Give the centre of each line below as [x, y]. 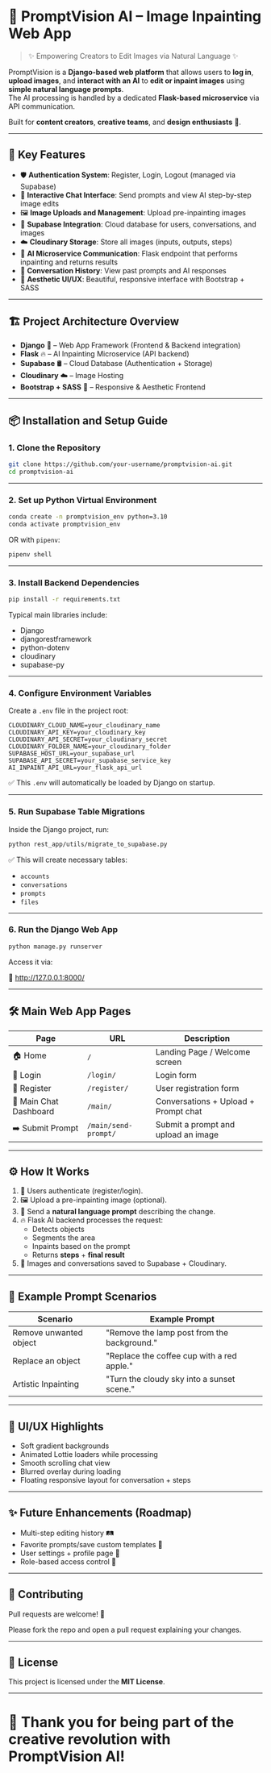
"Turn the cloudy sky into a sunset [171, 1380]
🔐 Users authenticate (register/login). [81, 1191]
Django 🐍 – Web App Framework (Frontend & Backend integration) [130, 345]
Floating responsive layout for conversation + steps [105, 1480]
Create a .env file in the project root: [69, 711]
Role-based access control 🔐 [68, 1561]
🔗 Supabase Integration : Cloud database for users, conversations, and [138, 224]
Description [207, 1038]
